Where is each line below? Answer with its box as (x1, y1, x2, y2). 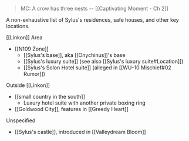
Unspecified (6, 117, 36, 124)
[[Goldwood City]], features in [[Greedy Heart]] (14, 106, 129, 112)
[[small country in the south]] (14, 93, 85, 100)
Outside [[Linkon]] (6, 82, 50, 89)
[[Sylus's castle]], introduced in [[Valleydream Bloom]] (14, 129, 146, 135)
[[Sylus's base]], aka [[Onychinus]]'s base (23, 52, 126, 58)
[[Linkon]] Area (6, 34, 43, 41)
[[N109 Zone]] (14, 45, 49, 52)
